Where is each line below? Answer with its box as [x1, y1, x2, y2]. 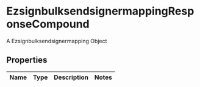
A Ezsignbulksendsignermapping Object [6, 37, 107, 44]
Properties [6, 55, 48, 65]
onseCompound [6, 17, 90, 31]
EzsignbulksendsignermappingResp [6, 4, 195, 18]
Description [54, 73, 88, 82]
